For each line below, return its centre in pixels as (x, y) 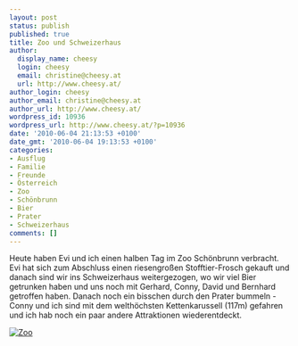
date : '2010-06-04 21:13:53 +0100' (75, 134)
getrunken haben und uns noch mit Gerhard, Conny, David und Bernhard (143, 287)
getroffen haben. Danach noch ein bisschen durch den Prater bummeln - (143, 296)
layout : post (33, 17)
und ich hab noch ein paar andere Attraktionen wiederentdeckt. (126, 315)
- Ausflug (28, 158)
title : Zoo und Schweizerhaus (66, 42)
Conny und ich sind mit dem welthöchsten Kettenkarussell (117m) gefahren (146, 306)
